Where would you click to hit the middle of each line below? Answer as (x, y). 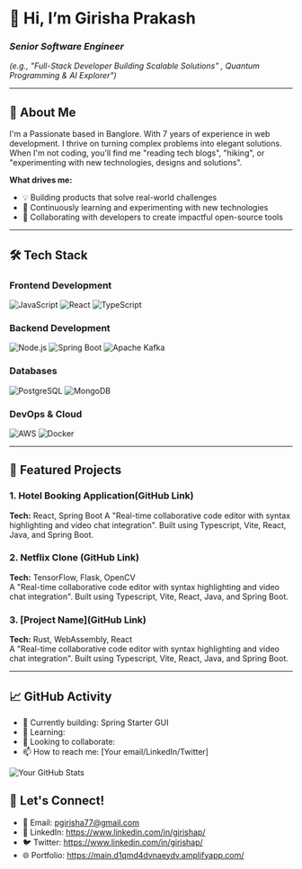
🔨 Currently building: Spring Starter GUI (95, 722)
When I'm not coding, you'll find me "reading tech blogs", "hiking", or (137, 153)
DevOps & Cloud (46, 414)
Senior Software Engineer (67, 47)
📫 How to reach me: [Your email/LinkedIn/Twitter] (115, 751)
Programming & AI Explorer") (63, 76)
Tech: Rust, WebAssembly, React (71, 640)
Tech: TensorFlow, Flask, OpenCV (73, 577)
